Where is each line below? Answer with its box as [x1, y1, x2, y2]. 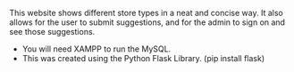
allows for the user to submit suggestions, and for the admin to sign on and [9, 17, 286, 28]
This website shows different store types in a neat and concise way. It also [9, 8, 283, 18]
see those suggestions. [9, 27, 96, 36]
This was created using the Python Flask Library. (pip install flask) [21, 53, 265, 63]
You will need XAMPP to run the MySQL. [21, 44, 172, 54]
